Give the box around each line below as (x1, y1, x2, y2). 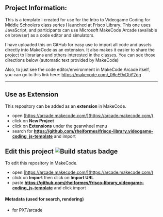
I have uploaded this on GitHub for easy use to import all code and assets (5, 41, 152, 48)
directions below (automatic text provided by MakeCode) (5, 57, 119, 63)
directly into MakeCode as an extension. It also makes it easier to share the (5, 47, 155, 52)
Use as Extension (5, 90, 59, 99)
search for (12, 128, 33, 134)
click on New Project (12, 117, 54, 123)
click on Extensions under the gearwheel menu (12, 123, 108, 129)
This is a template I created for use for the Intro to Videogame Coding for (5, 17, 150, 22)
